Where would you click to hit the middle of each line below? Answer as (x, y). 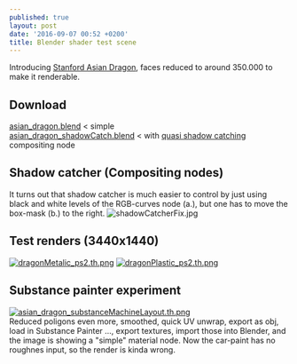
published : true (39, 17)
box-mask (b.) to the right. (57, 213)
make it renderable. (44, 77)
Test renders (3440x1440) (84, 241)
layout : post (33, 26)
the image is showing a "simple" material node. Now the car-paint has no (143, 340)
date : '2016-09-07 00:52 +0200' (69, 34)
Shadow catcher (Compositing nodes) (117, 173)
